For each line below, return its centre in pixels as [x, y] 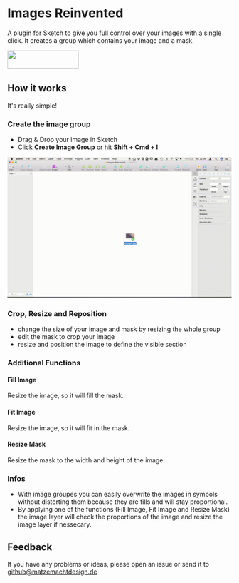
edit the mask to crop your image [66, 337]
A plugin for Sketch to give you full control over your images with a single [115, 33]
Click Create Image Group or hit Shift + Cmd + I [88, 147]
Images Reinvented [65, 13]
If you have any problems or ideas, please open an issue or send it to [108, 564]
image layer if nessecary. [54, 524]
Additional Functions [44, 363]
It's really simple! [32, 106]
